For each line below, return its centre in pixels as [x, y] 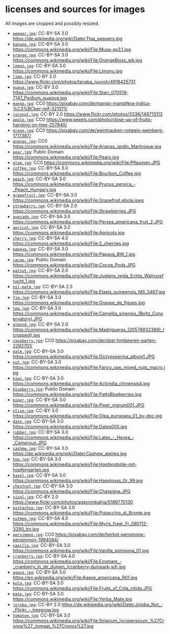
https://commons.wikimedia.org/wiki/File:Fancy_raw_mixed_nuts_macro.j [89, 367]
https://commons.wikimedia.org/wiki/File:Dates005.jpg [70, 427]
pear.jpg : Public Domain [38, 152]
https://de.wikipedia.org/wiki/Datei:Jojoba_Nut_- [112, 604]
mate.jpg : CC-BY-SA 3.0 [38, 593]
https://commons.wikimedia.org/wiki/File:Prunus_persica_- [74, 184]
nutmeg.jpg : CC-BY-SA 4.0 [40, 518]
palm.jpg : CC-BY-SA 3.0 [38, 351]
